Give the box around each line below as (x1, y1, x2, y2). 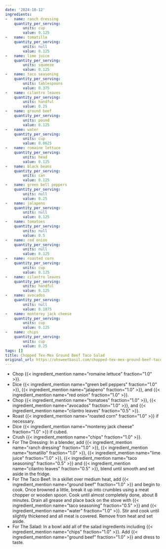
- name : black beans (5, 164, 52, 169)
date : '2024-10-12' (5, 7, 45, 12)
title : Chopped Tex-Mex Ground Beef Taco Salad (5, 353, 105, 358)
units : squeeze (23, 62, 54, 67)
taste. (12, 540, 24, 546)
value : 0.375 (23, 85, 50, 91)
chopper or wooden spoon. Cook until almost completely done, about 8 (12, 492, 158, 498)
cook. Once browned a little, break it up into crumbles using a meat (12, 487, 149, 493)
